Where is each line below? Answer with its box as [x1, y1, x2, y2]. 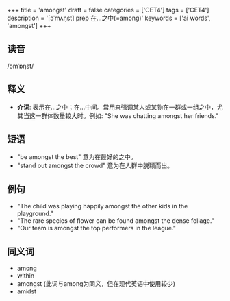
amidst [16, 287, 36, 296]
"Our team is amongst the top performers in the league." [16, 224, 177, 232]
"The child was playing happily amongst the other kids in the [16, 202, 188, 210]
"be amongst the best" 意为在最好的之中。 [16, 153, 137, 161]
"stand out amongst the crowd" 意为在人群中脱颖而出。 [16, 161, 173, 170]
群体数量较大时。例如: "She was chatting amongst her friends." [40, 111, 219, 119]
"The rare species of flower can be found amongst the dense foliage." [16, 217, 214, 225]
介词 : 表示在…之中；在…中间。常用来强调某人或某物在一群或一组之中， [16, 103, 217, 111]
